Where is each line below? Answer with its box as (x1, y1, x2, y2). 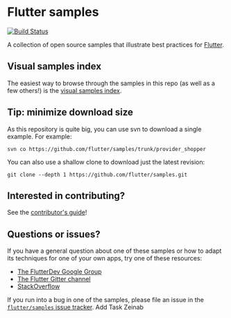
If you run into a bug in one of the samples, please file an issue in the (7, 296, 205, 304)
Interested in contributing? (7, 190, 126, 202)
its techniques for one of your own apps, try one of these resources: (7, 254, 203, 263)
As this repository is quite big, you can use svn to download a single (7, 125, 202, 133)
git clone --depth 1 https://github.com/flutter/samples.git (7, 171, 188, 178)
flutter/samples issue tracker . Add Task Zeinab (7, 303, 144, 312)
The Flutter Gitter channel (17, 275, 92, 283)
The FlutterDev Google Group (17, 267, 102, 276)
